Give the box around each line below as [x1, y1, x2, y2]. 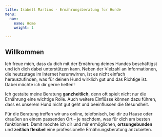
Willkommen [5, 47, 44, 56]
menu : [5, 12, 16, 17]
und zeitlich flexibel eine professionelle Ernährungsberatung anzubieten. [5, 126, 152, 132]
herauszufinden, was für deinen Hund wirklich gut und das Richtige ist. [5, 76, 148, 82]
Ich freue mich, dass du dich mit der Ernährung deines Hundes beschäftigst [5, 61, 157, 67]
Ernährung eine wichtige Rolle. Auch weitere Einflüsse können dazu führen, [5, 96, 157, 102]
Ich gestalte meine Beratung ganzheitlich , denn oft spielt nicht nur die [5, 91, 146, 97]
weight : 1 [14, 25, 34, 30]
